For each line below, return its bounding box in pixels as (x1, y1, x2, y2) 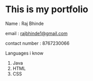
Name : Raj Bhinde (5, 20, 44, 26)
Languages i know (5, 50, 44, 56)
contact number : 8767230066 (5, 40, 70, 46)
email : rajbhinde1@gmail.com (5, 30, 68, 36)
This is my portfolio (5, 4, 88, 15)
